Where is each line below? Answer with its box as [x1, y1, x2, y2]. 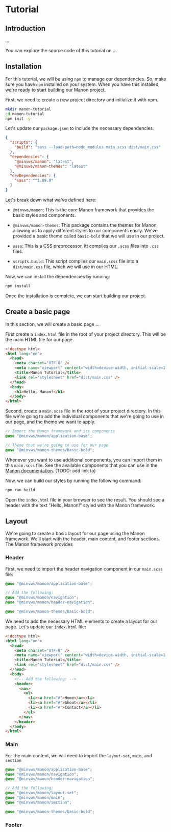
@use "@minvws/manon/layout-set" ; [5, 791, 79, 796]
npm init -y [5, 116, 31, 121]
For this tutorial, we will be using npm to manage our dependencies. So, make [5, 76, 166, 82]
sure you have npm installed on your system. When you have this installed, [5, 81, 160, 87]
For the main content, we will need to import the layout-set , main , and [5, 752, 152, 758]
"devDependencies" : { [10, 173, 56, 179]
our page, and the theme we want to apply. [5, 419, 96, 425]
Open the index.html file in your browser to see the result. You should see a [5, 496, 165, 502]
